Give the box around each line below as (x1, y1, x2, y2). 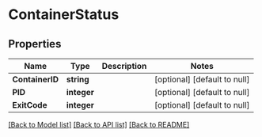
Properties (8, 37, 62, 51)
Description (101, 61, 147, 71)
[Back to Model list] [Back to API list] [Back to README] (8, 120, 190, 129)
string (66, 74, 89, 85)
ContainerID (12, 74, 59, 85)
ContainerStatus (8, 6, 120, 24)
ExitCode (12, 100, 47, 110)
